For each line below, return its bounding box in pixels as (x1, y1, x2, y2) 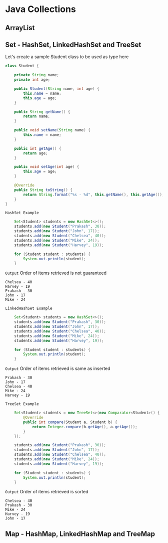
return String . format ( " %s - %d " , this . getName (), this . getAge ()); (23, 192, 164, 197)
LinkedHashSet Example (5, 306, 52, 311)
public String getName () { (14, 109, 70, 114)
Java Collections (5, 4, 76, 15)
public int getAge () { (14, 146, 61, 151)
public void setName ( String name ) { (14, 128, 91, 133)
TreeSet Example (5, 402, 39, 407)
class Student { (5, 64, 39, 69)
